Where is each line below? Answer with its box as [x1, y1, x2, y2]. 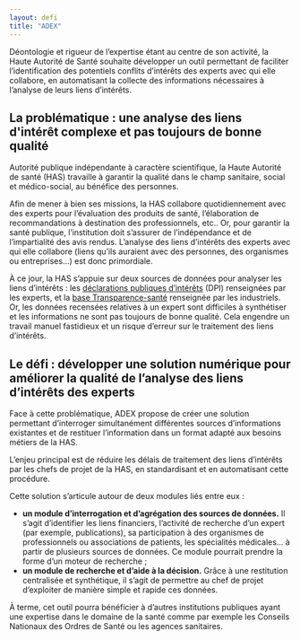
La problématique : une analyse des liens [9, 110, 243, 126]
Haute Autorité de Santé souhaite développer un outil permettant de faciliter [9, 56, 289, 66]
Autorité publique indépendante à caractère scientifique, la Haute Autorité [9, 162, 282, 173]
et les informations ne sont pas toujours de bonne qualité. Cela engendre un [9, 311, 290, 322]
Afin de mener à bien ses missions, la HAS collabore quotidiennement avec [9, 198, 287, 209]
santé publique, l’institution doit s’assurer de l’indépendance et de [9, 227, 253, 238]
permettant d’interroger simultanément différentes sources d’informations [9, 418, 282, 429]
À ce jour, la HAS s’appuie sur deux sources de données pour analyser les [9, 273, 282, 284]
